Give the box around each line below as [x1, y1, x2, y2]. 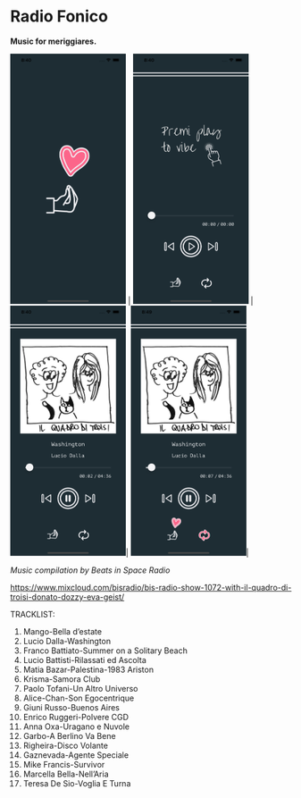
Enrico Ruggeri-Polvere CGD [22, 711, 129, 722]
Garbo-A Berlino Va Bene [22, 730, 116, 741]
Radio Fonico [10, 6, 109, 27]
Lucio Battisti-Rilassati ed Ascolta [22, 654, 146, 665]
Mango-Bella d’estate [22, 626, 102, 636]
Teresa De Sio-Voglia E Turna [22, 777, 131, 788]
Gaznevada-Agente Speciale [22, 749, 129, 760]
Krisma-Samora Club [22, 673, 101, 685]
